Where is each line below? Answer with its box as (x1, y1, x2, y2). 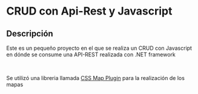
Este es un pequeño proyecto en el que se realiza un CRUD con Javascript (6, 44, 193, 52)
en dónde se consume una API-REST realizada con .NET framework (6, 51, 176, 58)
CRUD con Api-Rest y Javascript (6, 4, 173, 18)
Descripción (6, 29, 53, 39)
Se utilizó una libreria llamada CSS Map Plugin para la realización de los (6, 75, 185, 81)
